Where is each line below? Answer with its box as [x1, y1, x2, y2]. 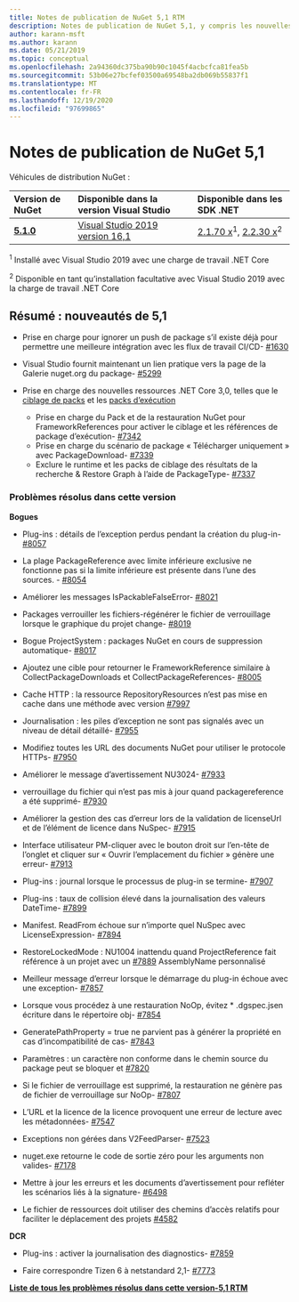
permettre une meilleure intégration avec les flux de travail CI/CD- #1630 [21, 342, 289, 352]
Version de [13, 193, 61, 206]
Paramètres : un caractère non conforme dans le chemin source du [21, 1053, 269, 1063]
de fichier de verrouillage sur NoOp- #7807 [21, 1089, 181, 1100]
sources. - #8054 [21, 574, 87, 585]
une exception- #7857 [21, 983, 104, 993]
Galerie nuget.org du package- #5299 [21, 368, 162, 379]
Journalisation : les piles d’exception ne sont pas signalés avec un [21, 716, 264, 726]
